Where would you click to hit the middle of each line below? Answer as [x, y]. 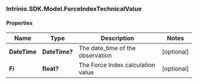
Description [117, 38]
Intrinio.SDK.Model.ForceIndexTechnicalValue [74, 9]
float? [50, 69]
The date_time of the [107, 48]
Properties [19, 23]
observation [95, 56]
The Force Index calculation [117, 65]
